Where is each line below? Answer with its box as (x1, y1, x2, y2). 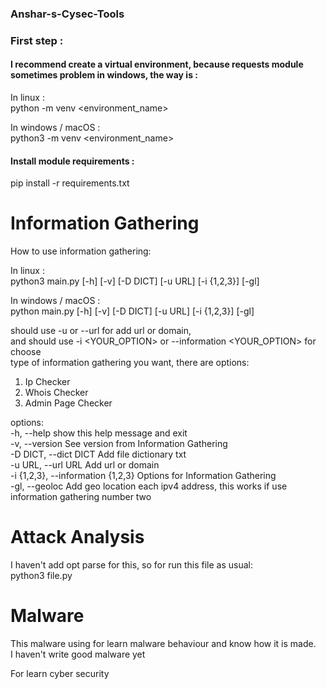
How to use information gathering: (10, 245, 152, 257)
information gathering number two (10, 491, 152, 503)
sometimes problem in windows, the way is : (10, 69, 198, 81)
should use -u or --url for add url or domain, (10, 325, 192, 337)
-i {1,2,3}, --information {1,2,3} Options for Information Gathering (10, 470, 277, 482)
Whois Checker (24, 387, 89, 399)
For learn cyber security (10, 668, 110, 680)
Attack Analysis (10, 526, 145, 549)
